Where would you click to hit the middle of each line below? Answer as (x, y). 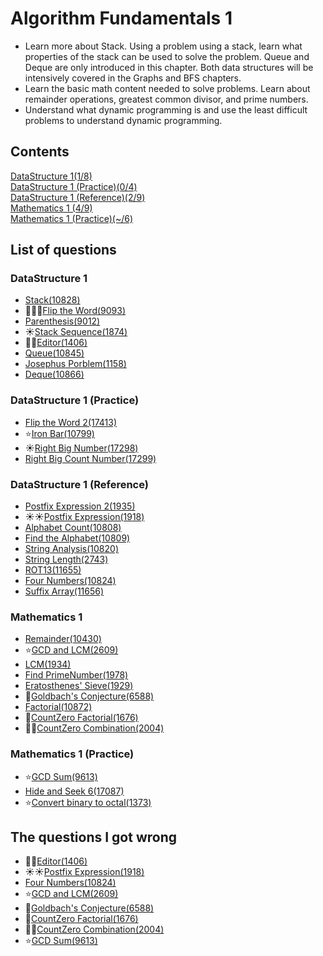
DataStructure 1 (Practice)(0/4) (74, 186)
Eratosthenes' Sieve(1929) (79, 686)
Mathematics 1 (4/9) (51, 208)
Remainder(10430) (63, 639)
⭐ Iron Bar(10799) (59, 433)
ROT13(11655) (53, 570)
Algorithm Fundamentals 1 (121, 18)
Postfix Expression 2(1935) (80, 506)
